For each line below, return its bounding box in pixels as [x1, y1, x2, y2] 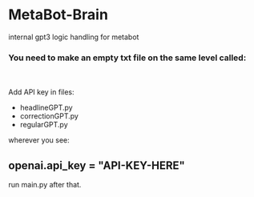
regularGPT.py [19, 120, 68, 130]
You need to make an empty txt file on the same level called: [8, 52, 247, 63]
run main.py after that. [8, 180, 82, 190]
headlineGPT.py [19, 103, 74, 113]
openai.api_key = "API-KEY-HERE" [8, 159, 186, 172]
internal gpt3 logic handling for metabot [8, 32, 139, 42]
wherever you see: [8, 135, 70, 145]
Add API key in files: [8, 87, 75, 97]
